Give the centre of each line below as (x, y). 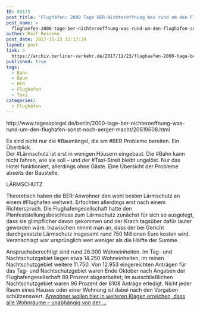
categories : (21, 100)
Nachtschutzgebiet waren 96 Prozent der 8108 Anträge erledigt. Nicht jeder (99, 283)
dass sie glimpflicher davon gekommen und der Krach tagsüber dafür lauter (99, 221)
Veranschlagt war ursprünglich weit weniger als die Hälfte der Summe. (93, 240)
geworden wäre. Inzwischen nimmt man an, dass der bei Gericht (85, 227)
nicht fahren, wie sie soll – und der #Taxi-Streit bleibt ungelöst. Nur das (93, 160)
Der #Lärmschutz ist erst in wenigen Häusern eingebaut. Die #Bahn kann (96, 153)
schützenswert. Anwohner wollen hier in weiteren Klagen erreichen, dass (96, 296)
